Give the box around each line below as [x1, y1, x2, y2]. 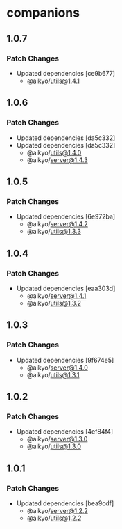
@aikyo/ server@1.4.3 [26, 155, 88, 164]
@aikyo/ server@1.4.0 [26, 363, 88, 372]
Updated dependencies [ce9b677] [16, 69, 116, 77]
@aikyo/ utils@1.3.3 [26, 228, 81, 236]
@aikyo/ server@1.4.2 [26, 220, 88, 228]
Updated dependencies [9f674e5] [16, 356, 114, 364]
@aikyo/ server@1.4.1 [26, 291, 87, 300]
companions [6, 5, 80, 21]
